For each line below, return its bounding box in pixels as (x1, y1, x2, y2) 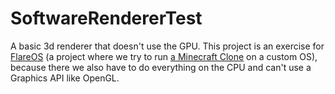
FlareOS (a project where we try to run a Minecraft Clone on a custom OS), (10, 50, 318, 62)
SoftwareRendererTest (10, 7, 203, 30)
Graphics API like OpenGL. (10, 72, 120, 84)
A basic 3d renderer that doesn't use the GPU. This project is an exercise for (10, 40, 325, 52)
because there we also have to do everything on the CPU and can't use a (10, 61, 312, 73)
